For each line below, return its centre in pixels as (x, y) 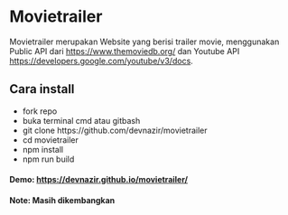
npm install (43, 149)
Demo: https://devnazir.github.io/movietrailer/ (98, 180)
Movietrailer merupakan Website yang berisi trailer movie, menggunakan (144, 42)
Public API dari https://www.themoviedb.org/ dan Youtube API (125, 51)
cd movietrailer (51, 140)
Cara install (42, 89)
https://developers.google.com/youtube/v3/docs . (102, 61)
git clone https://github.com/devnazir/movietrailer (115, 130)
